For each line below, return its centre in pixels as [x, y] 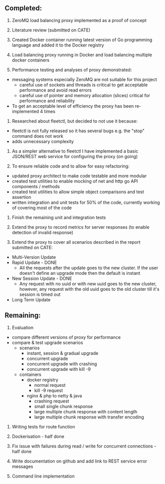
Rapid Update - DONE [34, 262]
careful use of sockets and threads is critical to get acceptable [83, 85]
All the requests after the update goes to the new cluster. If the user [89, 268]
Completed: [23, 8]
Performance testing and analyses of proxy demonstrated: [72, 70]
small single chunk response [64, 406]
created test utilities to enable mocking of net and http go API [75, 181]
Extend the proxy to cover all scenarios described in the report [76, 242]
